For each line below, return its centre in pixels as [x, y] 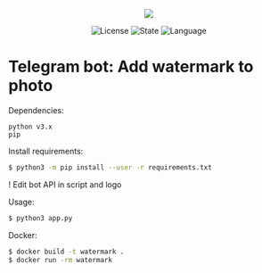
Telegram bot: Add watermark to [131, 67]
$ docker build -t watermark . [66, 252]
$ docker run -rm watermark [61, 260]
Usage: [21, 202]
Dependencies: [36, 110]
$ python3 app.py [41, 218]
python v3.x [30, 127]
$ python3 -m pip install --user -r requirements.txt [111, 167]
